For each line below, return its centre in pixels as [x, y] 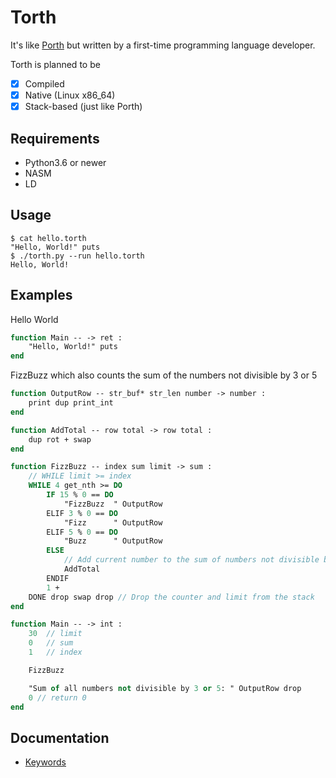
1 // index [55, 652]
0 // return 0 [57, 697]
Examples [41, 295]
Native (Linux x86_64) [70, 95]
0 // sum [51, 643]
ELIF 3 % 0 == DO [82, 513]
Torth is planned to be [55, 64]
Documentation [60, 737]
